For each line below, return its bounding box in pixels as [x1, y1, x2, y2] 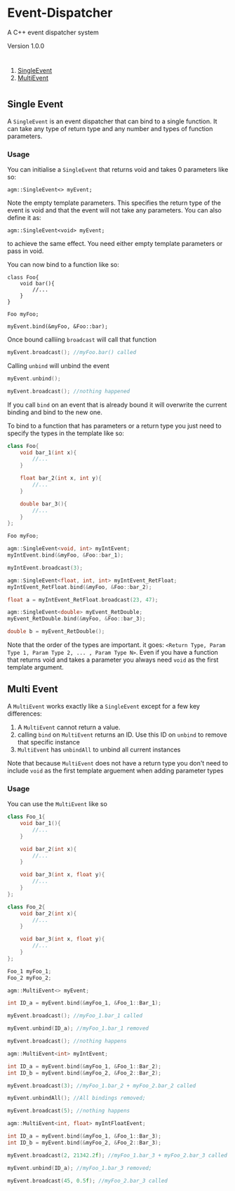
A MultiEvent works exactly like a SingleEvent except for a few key [7, 702, 200, 710]
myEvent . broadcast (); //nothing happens [7, 1037, 128, 1045]
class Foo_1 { [7, 813, 46, 821]
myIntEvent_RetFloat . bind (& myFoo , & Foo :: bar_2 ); [7, 583, 152, 590]
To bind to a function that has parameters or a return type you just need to [7, 421, 222, 430]
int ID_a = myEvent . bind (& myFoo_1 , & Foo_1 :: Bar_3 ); [7, 1133, 161, 1140]
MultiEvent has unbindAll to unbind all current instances [17, 745, 181, 754]
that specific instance [17, 737, 81, 746]
